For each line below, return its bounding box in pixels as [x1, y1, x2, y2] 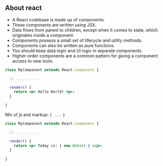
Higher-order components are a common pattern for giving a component [12, 53, 158, 59]
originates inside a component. [12, 32, 74, 38]
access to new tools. [12, 58, 54, 64]
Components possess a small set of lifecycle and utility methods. [12, 37, 143, 43]
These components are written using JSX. [12, 22, 96, 28]
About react [5, 4, 42, 12]
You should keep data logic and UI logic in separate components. [12, 48, 143, 53]
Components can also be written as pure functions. [12, 42, 115, 48]
